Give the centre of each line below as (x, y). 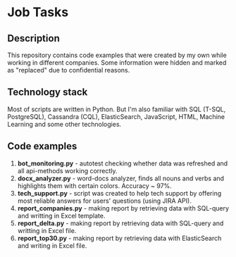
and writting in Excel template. (61, 215)
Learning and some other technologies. (64, 124)
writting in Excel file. (47, 230)
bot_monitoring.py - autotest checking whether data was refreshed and (123, 163)
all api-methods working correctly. (67, 170)
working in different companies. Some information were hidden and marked (117, 63)
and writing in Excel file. (52, 245)
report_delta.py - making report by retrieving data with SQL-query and (120, 223)
